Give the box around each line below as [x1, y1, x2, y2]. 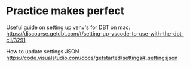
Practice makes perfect [6, 4, 125, 18]
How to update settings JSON [6, 47, 79, 55]
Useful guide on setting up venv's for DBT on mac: [6, 24, 130, 31]
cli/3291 [6, 36, 26, 43]
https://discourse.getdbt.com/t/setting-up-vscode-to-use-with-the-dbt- [6, 30, 184, 37]
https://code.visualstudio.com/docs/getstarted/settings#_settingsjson [6, 54, 178, 61]
